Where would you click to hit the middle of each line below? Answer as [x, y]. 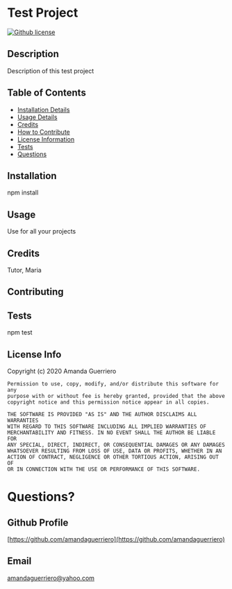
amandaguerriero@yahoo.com [51, 578]
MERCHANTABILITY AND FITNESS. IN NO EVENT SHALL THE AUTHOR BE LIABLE [111, 433]
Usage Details [37, 117]
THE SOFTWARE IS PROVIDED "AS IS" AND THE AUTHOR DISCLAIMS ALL [102, 415]
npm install [23, 192]
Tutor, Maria [24, 270]
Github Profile [38, 522]
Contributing [35, 292]
